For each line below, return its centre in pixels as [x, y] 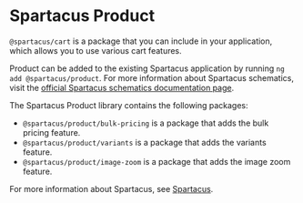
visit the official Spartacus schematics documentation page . [122, 87]
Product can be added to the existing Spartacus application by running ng [147, 68]
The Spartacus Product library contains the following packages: [129, 105]
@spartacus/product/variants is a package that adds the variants [144, 142]
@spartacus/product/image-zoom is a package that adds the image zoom [157, 161]
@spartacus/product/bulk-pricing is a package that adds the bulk [146, 123]
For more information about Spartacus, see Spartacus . [111, 188]
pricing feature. [51, 132]
